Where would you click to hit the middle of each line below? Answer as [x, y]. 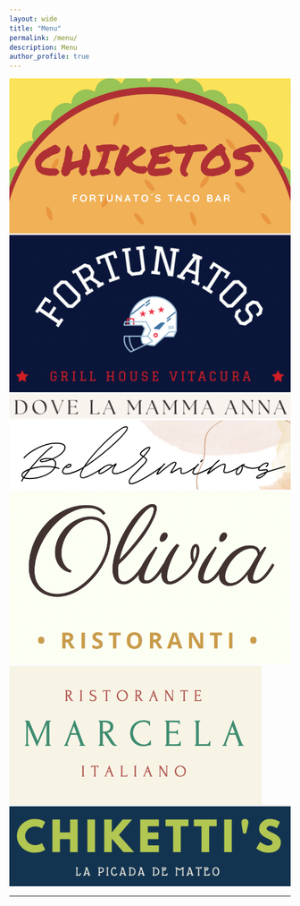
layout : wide [33, 19]
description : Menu [43, 47]
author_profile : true [50, 57]
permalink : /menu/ [43, 38]
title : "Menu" [36, 28]
